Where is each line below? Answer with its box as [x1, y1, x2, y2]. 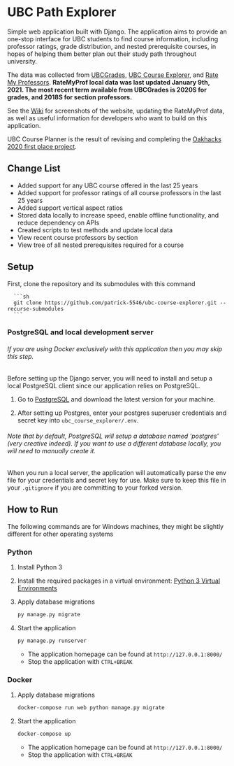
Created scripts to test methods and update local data [17, 225, 173, 234]
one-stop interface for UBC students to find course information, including [7, 34, 219, 43]
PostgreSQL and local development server [7, 327, 154, 337]
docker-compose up [17, 730, 71, 737]
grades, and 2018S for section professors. [7, 92, 133, 101]
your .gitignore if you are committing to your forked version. [7, 483, 183, 492]
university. [7, 57, 37, 65]
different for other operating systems [7, 530, 114, 538]
